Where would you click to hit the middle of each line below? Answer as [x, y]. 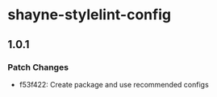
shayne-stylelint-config [89, 15]
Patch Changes [38, 67]
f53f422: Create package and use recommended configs [114, 84]
